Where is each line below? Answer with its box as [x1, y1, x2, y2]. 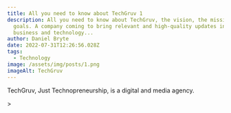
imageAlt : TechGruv [7, 67, 63, 74]
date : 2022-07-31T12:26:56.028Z [7, 42, 100, 49]
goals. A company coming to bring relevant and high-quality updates [13, 23, 217, 29]
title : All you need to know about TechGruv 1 [7, 10, 143, 17]
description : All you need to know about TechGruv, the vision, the [7, 16, 208, 23]
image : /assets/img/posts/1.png [7, 61, 100, 68]
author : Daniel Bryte [7, 36, 69, 42]
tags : [7, 49, 23, 55]
